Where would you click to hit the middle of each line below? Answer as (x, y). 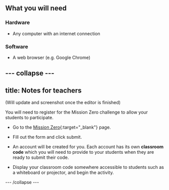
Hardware (18, 23)
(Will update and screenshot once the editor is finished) (63, 103)
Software (17, 46)
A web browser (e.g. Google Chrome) (51, 57)
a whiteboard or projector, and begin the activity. (63, 172)
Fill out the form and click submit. (47, 137)
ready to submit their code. (41, 157)
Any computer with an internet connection (56, 33)
